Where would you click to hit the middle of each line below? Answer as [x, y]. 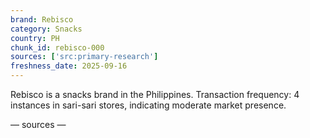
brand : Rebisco [42, 19]
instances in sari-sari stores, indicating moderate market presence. [148, 105]
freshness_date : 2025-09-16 [69, 66]
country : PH [35, 38]
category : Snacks [46, 29]
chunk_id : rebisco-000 [57, 47]
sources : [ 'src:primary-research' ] [84, 57]
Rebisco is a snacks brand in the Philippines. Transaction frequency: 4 [155, 94]
